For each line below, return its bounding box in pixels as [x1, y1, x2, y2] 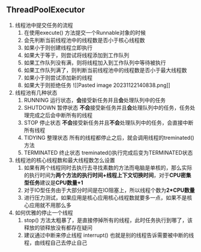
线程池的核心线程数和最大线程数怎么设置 [14, 156, 115, 164]
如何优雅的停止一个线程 [14, 209, 73, 216]
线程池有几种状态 [14, 89, 58, 96]
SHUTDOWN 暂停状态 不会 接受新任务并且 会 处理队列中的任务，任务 [23, 104, 190, 111]
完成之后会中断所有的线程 [29, 111, 93, 119]
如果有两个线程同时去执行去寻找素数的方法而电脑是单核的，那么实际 [23, 164, 193, 171]
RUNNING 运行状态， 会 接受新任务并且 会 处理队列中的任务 [23, 96, 166, 104]
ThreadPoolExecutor [6, 5, 85, 15]
